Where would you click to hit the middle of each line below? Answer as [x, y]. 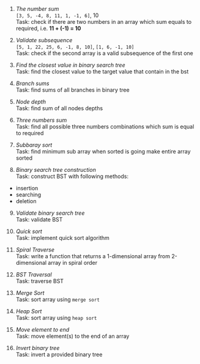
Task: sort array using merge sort [58, 299]
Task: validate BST [39, 219]
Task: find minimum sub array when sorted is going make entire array [103, 151]
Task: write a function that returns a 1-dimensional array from [93, 256]
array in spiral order [73, 263]
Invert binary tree [38, 348]
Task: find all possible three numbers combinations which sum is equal [105, 127]
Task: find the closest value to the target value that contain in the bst [102, 72]
